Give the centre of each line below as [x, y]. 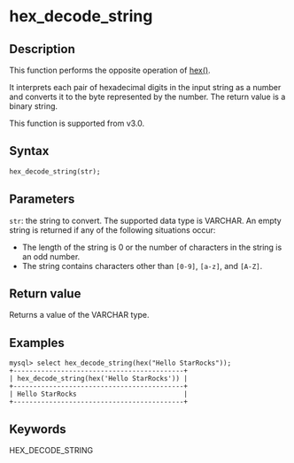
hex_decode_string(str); [55, 171]
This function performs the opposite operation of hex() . [110, 70]
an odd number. [51, 256]
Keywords [38, 429]
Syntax [29, 151]
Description [42, 49]
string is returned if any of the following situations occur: [112, 230]
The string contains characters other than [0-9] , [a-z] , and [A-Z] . [142, 266]
